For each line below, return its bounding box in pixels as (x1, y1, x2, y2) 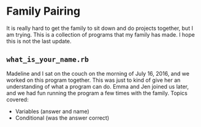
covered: (6, 96, 29, 103)
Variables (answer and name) (15, 107, 90, 115)
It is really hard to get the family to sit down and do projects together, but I (6, 24, 193, 32)
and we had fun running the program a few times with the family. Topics (6, 89, 188, 96)
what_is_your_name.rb (6, 55, 89, 64)
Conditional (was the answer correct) (15, 114, 110, 122)
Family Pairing (6, 4, 81, 18)
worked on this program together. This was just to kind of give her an (6, 76, 181, 84)
